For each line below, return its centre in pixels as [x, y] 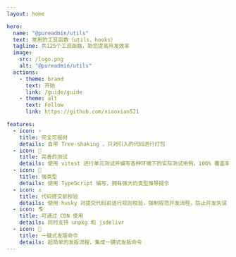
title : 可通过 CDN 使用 [51, 216]
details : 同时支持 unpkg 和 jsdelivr [72, 222]
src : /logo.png [42, 59]
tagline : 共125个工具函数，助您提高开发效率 [71, 46]
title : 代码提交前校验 [49, 196]
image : [23, 53]
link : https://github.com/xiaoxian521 [82, 112]
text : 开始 [40, 85]
